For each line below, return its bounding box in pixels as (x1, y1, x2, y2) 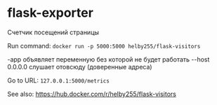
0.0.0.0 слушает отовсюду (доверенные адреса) (7, 62, 152, 71)
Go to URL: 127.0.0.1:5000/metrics (7, 76, 110, 85)
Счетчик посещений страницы (7, 28, 100, 36)
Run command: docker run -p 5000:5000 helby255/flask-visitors (7, 41, 201, 50)
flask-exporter (7, 5, 93, 21)
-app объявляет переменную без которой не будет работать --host (7, 55, 210, 64)
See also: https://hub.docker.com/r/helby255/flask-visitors (7, 90, 177, 98)
